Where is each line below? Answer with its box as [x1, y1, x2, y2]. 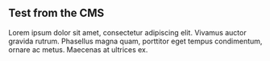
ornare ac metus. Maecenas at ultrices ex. [8, 44, 148, 55]
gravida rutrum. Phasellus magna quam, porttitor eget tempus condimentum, [8, 36, 263, 46]
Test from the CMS [8, 6, 105, 20]
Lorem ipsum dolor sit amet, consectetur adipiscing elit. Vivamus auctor [8, 27, 247, 37]
